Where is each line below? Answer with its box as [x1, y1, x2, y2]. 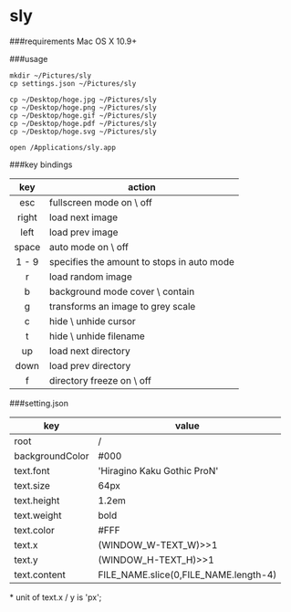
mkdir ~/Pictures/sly [9, 70, 92, 80]
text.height [14, 494, 60, 507]
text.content [14, 568, 66, 581]
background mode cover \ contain [48, 285, 195, 298]
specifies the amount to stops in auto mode [48, 255, 235, 268]
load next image [48, 211, 119, 224]
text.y [14, 554, 38, 566]
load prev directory [48, 359, 131, 372]
